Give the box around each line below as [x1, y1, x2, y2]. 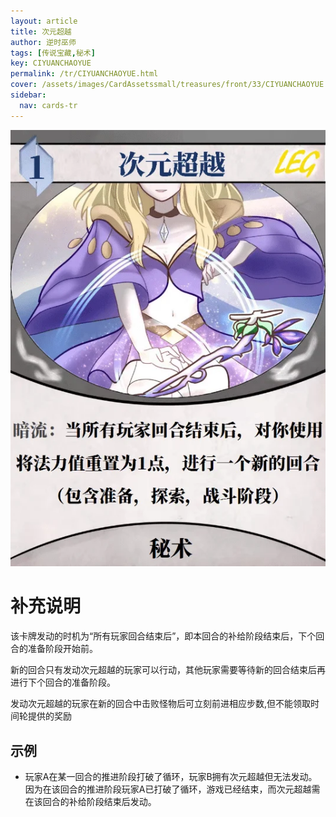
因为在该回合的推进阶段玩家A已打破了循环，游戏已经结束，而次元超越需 [24, 783, 321, 795]
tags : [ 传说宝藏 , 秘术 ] [10, 48, 96, 58]
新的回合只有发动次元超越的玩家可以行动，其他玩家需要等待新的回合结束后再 [10, 664, 326, 676]
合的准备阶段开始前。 [10, 643, 98, 655]
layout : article [10, 16, 78, 26]
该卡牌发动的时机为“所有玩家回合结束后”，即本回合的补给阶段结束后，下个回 [10, 630, 325, 642]
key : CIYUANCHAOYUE [10, 58, 92, 69]
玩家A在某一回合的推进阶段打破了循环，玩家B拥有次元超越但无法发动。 [24, 771, 318, 783]
